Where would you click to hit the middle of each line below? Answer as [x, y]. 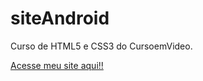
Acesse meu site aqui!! [57, 65]
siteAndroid [60, 18]
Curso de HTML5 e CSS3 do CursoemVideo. [101, 46]
